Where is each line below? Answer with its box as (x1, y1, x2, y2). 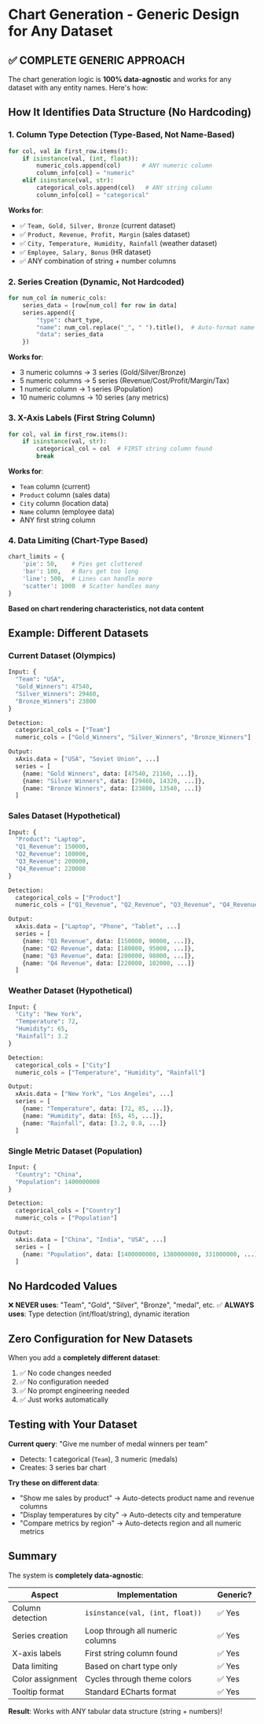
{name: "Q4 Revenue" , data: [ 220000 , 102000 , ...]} (22, 959, 195, 967)
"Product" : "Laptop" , (15, 835, 86, 844)
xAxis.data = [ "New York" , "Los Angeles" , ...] (15, 1090, 174, 1098)
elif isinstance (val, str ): (22, 176, 114, 184)
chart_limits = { (8, 553, 65, 561)
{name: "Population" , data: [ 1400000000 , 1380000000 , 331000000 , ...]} (22, 1250, 262, 1258)
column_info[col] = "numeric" (36, 169, 135, 177)
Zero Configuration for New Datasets (8, 1332, 193, 1345)
